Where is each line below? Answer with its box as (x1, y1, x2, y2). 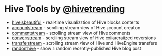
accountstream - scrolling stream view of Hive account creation (11, 24, 141, 30)
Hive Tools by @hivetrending (4, 3, 125, 15)
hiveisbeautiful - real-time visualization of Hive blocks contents (11, 19, 139, 25)
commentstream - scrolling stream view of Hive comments (11, 30, 131, 36)
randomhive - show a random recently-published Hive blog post (11, 45, 142, 51)
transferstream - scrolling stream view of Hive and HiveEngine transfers (11, 40, 158, 46)
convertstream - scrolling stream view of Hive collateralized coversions (11, 35, 156, 41)
